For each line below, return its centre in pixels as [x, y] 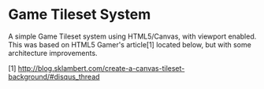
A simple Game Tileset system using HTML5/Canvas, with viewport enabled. [132, 36]
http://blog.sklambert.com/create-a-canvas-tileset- [101, 68]
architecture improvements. [53, 53]
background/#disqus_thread [54, 76]
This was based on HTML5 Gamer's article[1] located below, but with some [130, 44]
